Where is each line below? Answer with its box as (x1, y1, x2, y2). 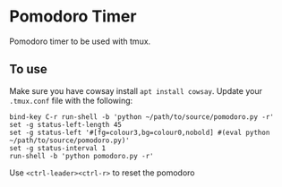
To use (9, 62, 47, 77)
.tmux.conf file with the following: (9, 95, 133, 106)
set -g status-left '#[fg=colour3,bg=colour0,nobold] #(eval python (9, 128, 270, 137)
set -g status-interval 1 (9, 143, 106, 153)
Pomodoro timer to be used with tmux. (9, 36, 151, 47)
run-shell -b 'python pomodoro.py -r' (9, 151, 154, 160)
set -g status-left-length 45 (9, 120, 123, 129)
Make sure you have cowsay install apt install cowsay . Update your (9, 85, 262, 96)
